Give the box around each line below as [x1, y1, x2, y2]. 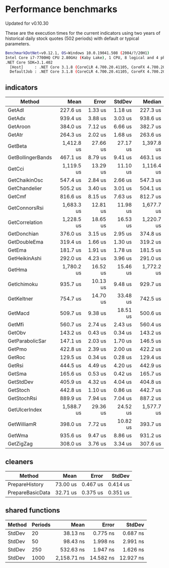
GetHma [8, 266, 28, 273]
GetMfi [8, 321, 24, 328]
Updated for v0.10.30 [5, 20, 49, 26]
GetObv [8, 329, 26, 336]
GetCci [8, 165, 24, 173]
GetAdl [8, 107, 24, 114]
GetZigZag [8, 440, 33, 447]
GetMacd [8, 310, 30, 317]
